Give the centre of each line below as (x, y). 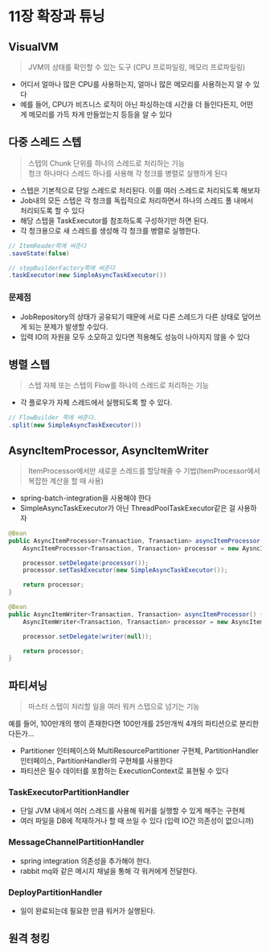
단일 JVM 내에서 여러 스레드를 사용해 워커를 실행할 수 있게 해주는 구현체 (132, 811)
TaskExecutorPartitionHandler (69, 793)
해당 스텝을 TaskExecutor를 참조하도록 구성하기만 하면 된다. (114, 220)
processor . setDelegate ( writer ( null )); (88, 636)
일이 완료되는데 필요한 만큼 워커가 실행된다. (88, 911)
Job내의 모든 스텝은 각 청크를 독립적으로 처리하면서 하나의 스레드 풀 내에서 (137, 200)
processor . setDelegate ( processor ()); (86, 563)
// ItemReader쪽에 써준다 (47, 246)
